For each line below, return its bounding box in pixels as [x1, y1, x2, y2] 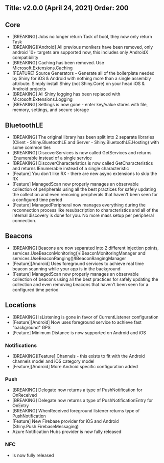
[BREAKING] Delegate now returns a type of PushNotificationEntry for [12, 398, 153, 404]
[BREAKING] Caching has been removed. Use [12, 60, 104, 66]
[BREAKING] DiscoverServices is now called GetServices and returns [12, 150, 152, 156]
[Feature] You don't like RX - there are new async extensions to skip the [12, 171, 158, 176]
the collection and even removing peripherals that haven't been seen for [12, 192, 158, 198]
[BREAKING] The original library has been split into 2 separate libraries [12, 134, 155, 140]
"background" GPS [12, 324, 51, 330]
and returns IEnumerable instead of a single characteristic [12, 166, 129, 172]
